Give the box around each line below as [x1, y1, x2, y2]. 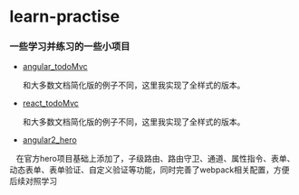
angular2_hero [22, 135, 77, 145]
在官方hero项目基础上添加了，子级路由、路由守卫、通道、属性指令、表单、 [15, 153, 295, 164]
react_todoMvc [22, 97, 80, 109]
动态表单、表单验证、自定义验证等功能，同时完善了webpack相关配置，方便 [9, 164, 290, 175]
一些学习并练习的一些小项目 [9, 41, 130, 53]
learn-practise [9, 6, 121, 27]
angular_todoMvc [22, 61, 88, 72]
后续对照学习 [9, 176, 57, 187]
